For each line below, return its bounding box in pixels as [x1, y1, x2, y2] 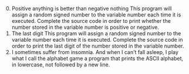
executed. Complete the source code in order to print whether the [11, 18, 171, 24]
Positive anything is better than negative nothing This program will [11, 5, 172, 12]
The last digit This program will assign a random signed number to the [11, 30, 181, 37]
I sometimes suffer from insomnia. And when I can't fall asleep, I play [11, 49, 179, 55]
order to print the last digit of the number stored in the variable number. [11, 42, 184, 49]
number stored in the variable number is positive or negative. [11, 23, 160, 31]
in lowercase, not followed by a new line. [11, 61, 110, 68]
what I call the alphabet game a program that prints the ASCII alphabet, [11, 55, 184, 62]
